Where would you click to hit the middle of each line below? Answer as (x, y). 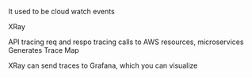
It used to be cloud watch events (61, 11)
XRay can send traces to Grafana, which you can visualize (103, 65)
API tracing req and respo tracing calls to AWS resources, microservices (126, 42)
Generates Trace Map (44, 50)
